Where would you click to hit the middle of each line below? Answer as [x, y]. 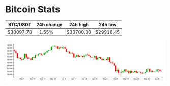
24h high [79, 25]
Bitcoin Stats [33, 9]
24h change [49, 25]
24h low [107, 25]
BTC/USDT [20, 25]
